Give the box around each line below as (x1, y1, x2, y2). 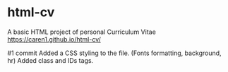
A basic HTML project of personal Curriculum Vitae (7, 28, 157, 36)
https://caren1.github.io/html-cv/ (7, 35, 101, 43)
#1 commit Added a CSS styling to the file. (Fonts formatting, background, (7, 49, 222, 57)
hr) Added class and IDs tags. (7, 56, 94, 64)
